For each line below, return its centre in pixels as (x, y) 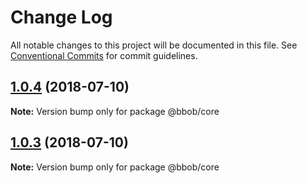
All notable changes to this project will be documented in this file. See (154, 45)
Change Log (61, 17)
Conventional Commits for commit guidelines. (104, 55)
